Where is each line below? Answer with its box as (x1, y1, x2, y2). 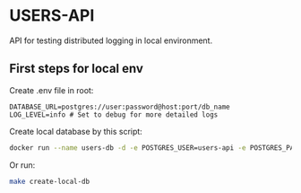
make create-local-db (9, 177, 90, 186)
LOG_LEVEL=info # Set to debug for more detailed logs (9, 110, 219, 119)
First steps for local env (9, 61, 143, 76)
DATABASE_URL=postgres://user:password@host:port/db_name (9, 102, 230, 111)
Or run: (9, 159, 36, 171)
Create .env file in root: (9, 84, 94, 95)
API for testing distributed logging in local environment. (9, 35, 213, 46)
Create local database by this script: (9, 126, 143, 136)
